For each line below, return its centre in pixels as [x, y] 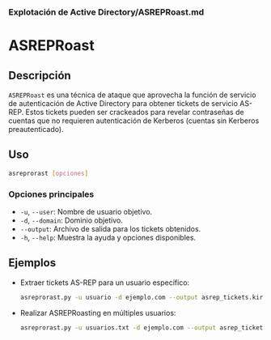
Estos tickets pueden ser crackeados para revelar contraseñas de [135, 112]
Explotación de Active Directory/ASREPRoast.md [106, 12]
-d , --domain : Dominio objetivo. [72, 220]
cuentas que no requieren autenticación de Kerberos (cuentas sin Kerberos [134, 121]
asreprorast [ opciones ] [49, 173]
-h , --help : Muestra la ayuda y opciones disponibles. [108, 237]
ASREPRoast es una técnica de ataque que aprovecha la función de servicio [132, 95]
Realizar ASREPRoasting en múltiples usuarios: [98, 312]
